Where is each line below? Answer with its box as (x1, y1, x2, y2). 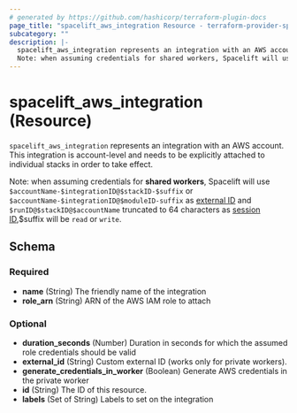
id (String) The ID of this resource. (21, 384, 148, 394)
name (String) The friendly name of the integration (21, 286, 207, 296)
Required (9, 266, 49, 279)
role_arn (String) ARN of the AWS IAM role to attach (21, 295, 211, 306)
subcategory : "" (9, 29, 69, 38)
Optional (9, 317, 47, 330)
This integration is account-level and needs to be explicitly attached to (9, 149, 265, 160)
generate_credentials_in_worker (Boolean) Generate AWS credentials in (21, 365, 287, 376)
